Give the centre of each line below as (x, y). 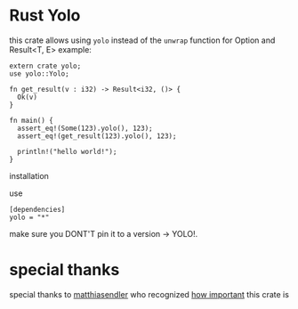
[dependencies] (37, 209)
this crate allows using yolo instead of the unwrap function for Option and (142, 40)
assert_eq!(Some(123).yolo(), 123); (85, 128)
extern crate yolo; (45, 66)
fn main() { (31, 120)
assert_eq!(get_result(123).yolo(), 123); (97, 136)
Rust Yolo (45, 16)
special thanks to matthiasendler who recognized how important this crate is (149, 294)
